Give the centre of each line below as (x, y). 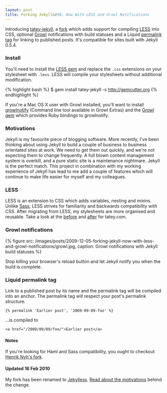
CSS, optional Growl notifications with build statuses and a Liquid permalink (83, 34)
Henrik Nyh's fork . (24, 357)
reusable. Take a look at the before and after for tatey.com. (66, 217)
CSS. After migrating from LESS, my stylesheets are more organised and (80, 212)
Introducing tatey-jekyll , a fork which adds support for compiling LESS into (82, 29)
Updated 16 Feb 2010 (28, 368)
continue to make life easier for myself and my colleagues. (66, 177)
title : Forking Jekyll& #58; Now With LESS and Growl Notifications (77, 15)
